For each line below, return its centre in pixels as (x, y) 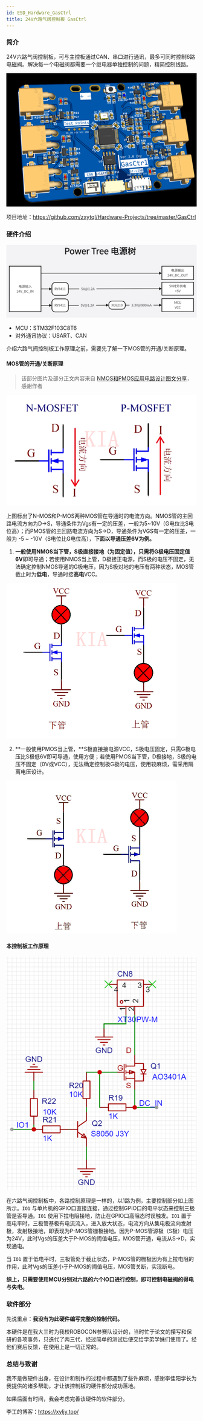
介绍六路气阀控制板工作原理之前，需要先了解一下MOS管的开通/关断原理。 (98, 349)
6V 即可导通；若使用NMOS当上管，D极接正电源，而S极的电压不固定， (102, 559)
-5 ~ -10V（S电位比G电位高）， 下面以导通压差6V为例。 (86, 538)
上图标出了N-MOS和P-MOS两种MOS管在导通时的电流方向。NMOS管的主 (97, 516)
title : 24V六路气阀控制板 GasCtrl (47, 19)
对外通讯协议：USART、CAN (51, 336)
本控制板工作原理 (27, 946)
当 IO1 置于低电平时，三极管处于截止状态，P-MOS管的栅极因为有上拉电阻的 (100, 1259)
